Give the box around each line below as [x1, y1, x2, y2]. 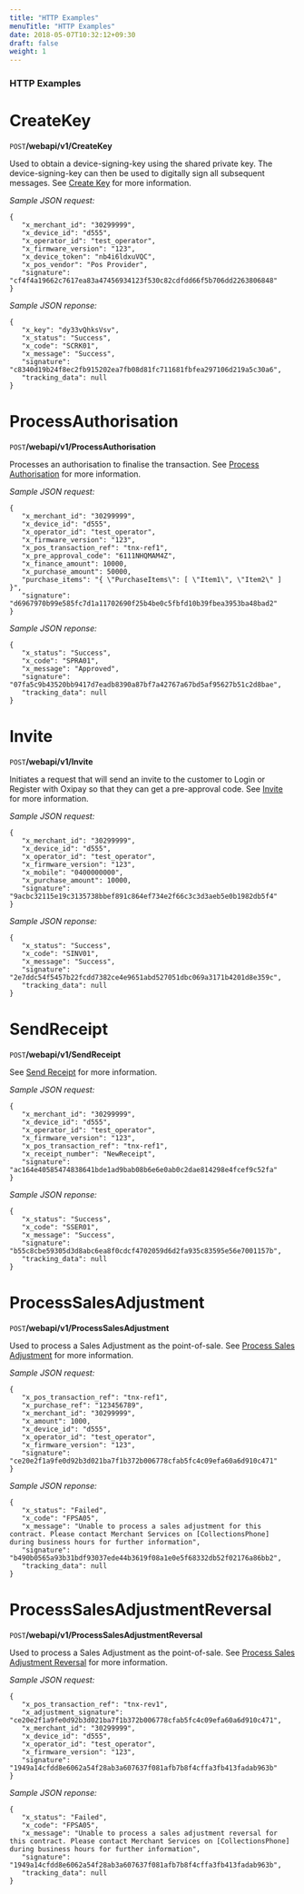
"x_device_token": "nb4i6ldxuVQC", [21, 252, 156, 261]
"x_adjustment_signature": [21, 1708, 124, 1717]
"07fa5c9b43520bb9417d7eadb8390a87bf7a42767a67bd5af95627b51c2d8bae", [9, 680, 282, 689]
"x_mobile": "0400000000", [21, 868, 124, 877]
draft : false [9, 38, 59, 48]
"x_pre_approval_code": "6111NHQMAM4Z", [21, 551, 177, 560]
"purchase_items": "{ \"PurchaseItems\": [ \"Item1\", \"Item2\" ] [21, 575, 282, 584]
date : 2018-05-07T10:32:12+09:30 [9, 30, 136, 39]
